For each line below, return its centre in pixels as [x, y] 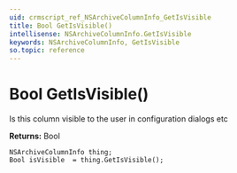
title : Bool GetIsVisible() [61, 26]
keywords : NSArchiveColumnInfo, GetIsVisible [94, 42]
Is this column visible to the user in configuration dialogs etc [119, 119]
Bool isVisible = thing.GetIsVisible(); [87, 161]
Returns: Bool [34, 136]
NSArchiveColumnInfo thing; [61, 153]
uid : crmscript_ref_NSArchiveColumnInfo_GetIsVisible [111, 17]
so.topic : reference [47, 51]
